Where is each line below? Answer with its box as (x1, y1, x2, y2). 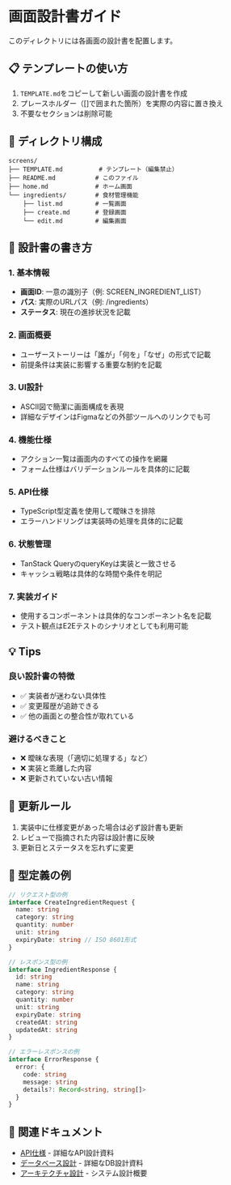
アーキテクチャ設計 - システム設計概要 (19, 1168, 148, 1179)
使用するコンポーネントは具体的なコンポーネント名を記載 (19, 611, 212, 620)
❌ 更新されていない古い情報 (19, 774, 113, 783)
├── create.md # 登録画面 (23, 208, 127, 216)
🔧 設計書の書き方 (8, 241, 93, 254)
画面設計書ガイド (8, 7, 123, 26)
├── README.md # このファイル (8, 173, 139, 182)
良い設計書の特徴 (8, 671, 75, 682)
